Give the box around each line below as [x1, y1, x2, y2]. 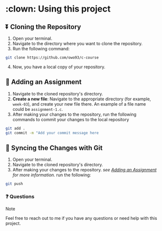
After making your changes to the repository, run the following [12, 111, 137, 117]
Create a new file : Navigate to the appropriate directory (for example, [12, 96, 151, 102]
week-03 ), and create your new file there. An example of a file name [12, 101, 147, 107]
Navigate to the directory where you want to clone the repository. [12, 41, 143, 46]
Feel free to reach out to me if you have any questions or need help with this [5, 216, 158, 221]
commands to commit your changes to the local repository [12, 116, 130, 122]
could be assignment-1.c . [12, 106, 63, 112]
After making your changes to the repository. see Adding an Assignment [12, 167, 157, 173]
